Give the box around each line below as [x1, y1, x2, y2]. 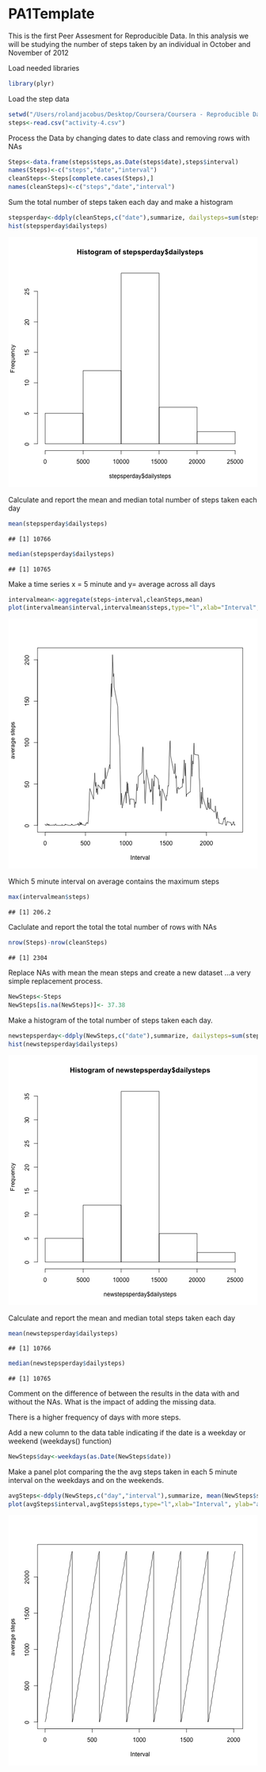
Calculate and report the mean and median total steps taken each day [8, 1313, 236, 1323]
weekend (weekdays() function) [8, 1436, 112, 1446]
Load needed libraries [8, 63, 80, 72]
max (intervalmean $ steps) [8, 893, 90, 901]
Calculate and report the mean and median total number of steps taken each [8, 495, 257, 504]
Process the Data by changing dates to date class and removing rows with [8, 133, 250, 143]
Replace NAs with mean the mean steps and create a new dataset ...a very [8, 968, 251, 977]
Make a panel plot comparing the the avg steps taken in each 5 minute [8, 1467, 237, 1477]
